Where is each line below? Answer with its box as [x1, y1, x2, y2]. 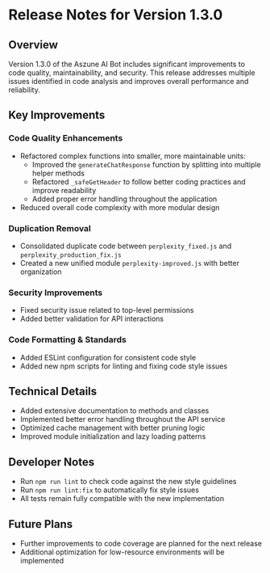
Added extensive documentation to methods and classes [19, 406, 210, 415]
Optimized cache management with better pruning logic [19, 423, 206, 433]
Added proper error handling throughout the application [31, 194, 218, 204]
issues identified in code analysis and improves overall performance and [8, 77, 249, 86]
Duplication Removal [8, 222, 91, 234]
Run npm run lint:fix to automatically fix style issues [19, 485, 200, 495]
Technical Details [8, 384, 98, 398]
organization [19, 267, 62, 276]
